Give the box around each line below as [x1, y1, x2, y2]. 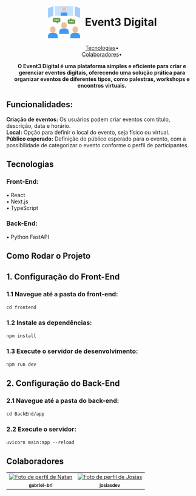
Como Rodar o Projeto [6, 251, 91, 261]
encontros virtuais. [77, 82, 127, 89]
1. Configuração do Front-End [6, 271, 120, 282]
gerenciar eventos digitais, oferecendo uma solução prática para [18, 69, 186, 76]
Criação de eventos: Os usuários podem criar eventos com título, [6, 116, 171, 123]
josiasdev [99, 482, 121, 488]
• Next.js [6, 198, 29, 205]
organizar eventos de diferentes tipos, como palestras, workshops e [14, 75, 190, 83]
